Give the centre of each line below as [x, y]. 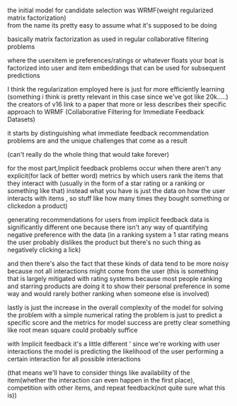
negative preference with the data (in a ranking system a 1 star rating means [118, 235]
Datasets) [21, 119]
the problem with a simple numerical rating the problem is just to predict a [115, 315]
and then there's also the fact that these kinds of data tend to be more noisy [118, 263]
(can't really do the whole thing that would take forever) [88, 154]
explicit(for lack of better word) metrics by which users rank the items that [115, 176]
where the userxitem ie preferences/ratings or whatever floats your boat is [116, 60]
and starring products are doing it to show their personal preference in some [119, 286]
